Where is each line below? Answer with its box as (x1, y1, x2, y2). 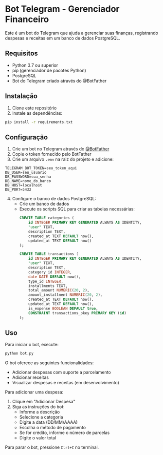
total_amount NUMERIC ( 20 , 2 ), (28, 288, 90, 293)
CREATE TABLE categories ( (19, 216, 74, 221)
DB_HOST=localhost (5, 183, 42, 188)
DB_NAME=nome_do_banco (5, 179, 51, 184)
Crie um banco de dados (19, 201, 69, 207)
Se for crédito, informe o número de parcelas (19, 430, 110, 435)
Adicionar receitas (12, 374, 49, 380)
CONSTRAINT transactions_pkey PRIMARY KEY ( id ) (28, 310, 127, 315)
